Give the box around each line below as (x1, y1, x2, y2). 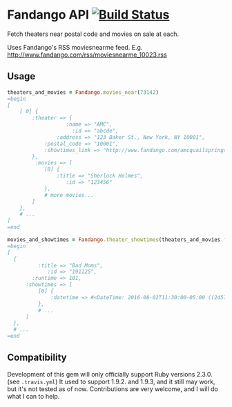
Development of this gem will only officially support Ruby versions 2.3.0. (7, 370, 213, 378)
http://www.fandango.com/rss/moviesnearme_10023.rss (7, 50, 167, 59)
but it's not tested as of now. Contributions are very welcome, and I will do (7, 384, 219, 393)
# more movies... (43, 191, 95, 198)
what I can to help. (7, 392, 60, 400)
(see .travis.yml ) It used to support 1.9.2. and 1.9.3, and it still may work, (7, 377, 215, 386)
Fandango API (7, 7, 90, 23)
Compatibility (7, 352, 67, 363)
